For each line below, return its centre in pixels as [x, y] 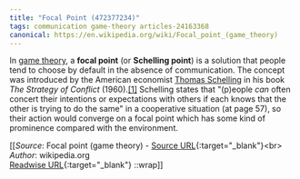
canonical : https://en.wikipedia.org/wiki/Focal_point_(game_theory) [144, 35]
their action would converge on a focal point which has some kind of [138, 118]
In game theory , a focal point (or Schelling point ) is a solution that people [148, 61]
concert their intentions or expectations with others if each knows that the [148, 99]
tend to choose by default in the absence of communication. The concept [147, 70]
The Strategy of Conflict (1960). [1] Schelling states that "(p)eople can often [150, 89]
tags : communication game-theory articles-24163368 [109, 26]
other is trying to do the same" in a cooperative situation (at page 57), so [145, 109]
